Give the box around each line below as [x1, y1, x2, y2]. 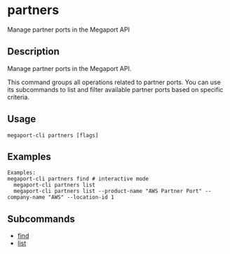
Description [7, 46, 60, 58]
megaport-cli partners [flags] [7, 132, 99, 139]
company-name [7, 194, 46, 201]
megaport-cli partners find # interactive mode [7, 175, 149, 182]
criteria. [7, 93, 30, 101]
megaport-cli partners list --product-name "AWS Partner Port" [13, 188, 202, 195]
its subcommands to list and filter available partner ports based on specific [7, 85, 224, 93]
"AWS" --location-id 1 [48, 194, 114, 201]
